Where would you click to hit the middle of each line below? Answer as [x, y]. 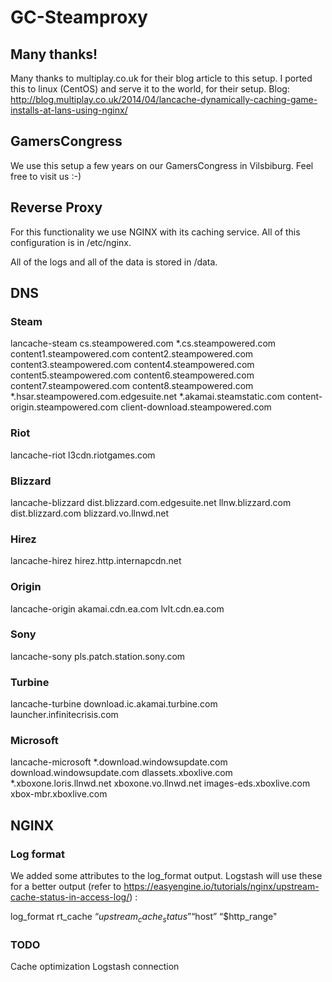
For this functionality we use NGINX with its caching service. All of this [155, 232]
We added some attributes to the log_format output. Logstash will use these [166, 876]
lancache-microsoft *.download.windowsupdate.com [119, 762]
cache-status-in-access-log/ [70, 897]
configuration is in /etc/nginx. [71, 242]
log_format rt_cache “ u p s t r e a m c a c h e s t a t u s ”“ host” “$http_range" [144, 918]
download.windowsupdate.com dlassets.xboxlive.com [121, 773]
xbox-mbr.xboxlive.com [59, 794]
